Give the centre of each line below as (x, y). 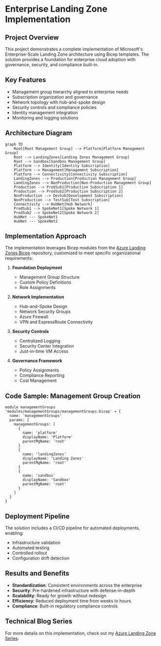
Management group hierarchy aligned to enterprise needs (70, 92)
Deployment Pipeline (37, 516)
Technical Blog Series (39, 621)
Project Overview (32, 37)
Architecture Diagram (39, 133)
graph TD (14, 144)
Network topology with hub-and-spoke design (59, 102)
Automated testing (31, 548)
